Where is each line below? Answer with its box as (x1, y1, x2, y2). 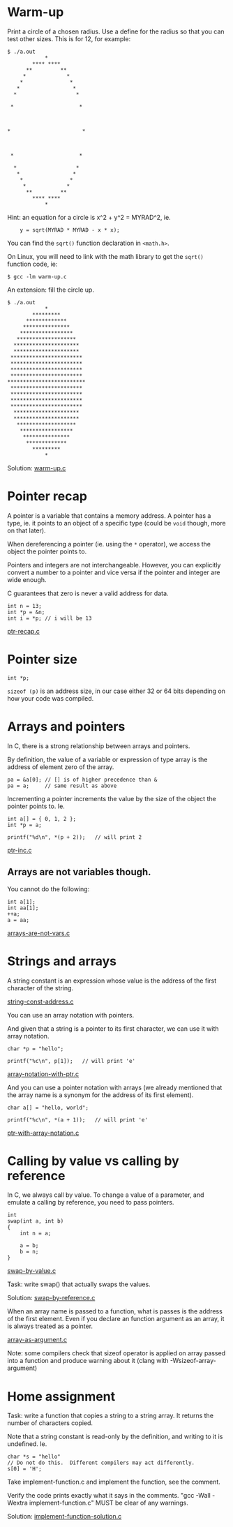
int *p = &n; (7, 609, 45, 616)
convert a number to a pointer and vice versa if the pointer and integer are (7, 568, 220, 576)
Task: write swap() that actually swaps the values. (7, 1280, 151, 1288)
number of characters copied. (7, 1419, 93, 1427)
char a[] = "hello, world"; (7, 1104, 89, 1111)
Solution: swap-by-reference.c (7, 1294, 96, 1302)
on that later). (7, 526, 47, 535)
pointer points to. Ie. (7, 802, 65, 810)
